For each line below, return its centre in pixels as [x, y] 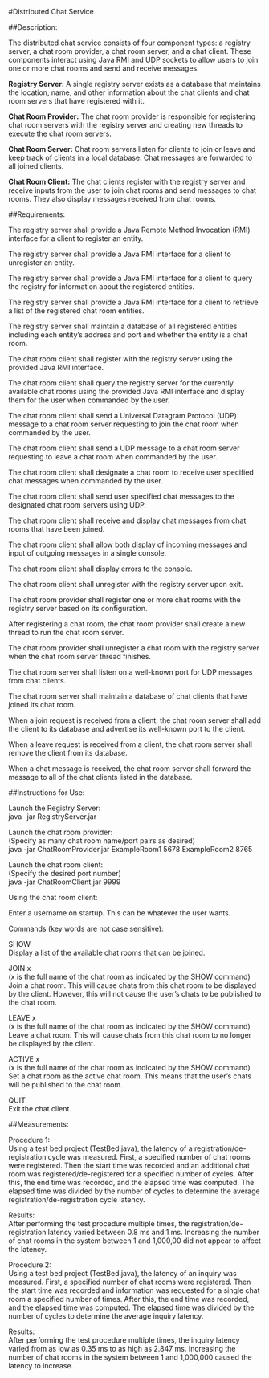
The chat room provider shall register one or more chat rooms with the [124, 600]
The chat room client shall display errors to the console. [100, 569]
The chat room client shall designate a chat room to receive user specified [131, 472]
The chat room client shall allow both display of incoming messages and [128, 544]
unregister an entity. [41, 263]
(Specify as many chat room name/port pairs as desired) [102, 841]
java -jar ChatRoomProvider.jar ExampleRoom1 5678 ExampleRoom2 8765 [130, 849]
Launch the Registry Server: [55, 808]
